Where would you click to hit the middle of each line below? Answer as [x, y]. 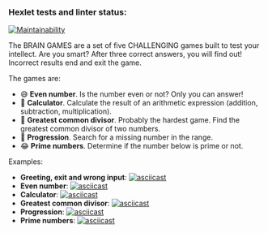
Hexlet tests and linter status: [68, 12]
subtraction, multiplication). [66, 111]
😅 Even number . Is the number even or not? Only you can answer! [132, 94]
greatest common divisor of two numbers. [90, 129]
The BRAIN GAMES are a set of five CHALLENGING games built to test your [134, 45]
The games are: [34, 79]
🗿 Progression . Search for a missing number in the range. [116, 137]
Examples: [26, 162]
